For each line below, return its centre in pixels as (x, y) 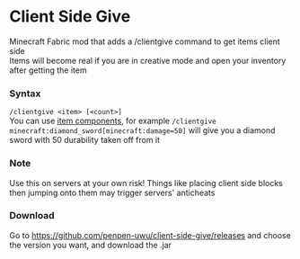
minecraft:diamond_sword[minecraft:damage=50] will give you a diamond (142, 130)
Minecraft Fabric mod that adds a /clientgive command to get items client (145, 41)
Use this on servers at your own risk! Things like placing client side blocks (146, 183)
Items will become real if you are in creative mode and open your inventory (148, 60)
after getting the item (48, 70)
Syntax (25, 94)
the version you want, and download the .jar (91, 245)
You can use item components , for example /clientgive (113, 121)
